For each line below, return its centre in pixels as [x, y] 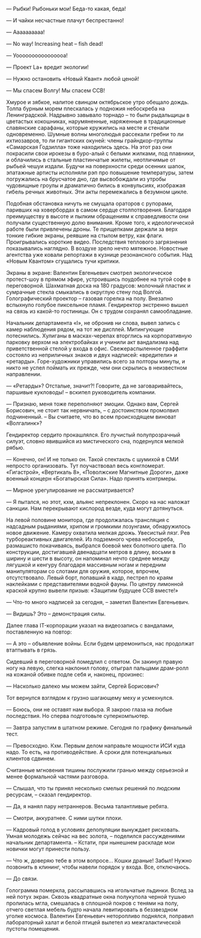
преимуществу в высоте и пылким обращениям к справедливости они [97, 216]
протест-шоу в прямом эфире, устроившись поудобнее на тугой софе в [98, 279]
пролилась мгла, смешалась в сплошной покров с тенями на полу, [92, 903]
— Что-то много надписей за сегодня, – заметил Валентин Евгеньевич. [98, 602]
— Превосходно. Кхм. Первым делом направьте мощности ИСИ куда [96, 746]
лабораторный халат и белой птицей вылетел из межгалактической [94, 922]
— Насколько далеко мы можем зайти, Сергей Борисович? [82, 686]
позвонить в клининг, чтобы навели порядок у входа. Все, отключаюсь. [98, 867]
